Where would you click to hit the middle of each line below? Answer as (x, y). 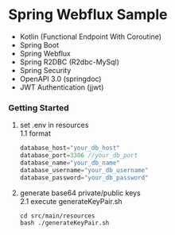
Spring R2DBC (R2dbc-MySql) (69, 62)
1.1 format (35, 133)
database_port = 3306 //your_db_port (79, 156)
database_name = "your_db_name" (70, 163)
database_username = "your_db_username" (84, 170)
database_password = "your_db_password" (84, 177)
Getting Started (39, 107)
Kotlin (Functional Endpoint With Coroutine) (90, 37)
